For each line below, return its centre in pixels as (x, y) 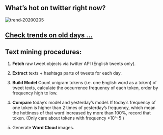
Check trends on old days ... (49, 35)
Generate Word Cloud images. (43, 128)
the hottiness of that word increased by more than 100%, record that (81, 113)
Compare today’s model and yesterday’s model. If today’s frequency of (84, 103)
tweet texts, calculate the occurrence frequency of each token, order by (85, 88)
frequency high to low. (35, 93)
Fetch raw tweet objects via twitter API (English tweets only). (74, 64)
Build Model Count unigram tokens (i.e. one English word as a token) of (84, 83)
